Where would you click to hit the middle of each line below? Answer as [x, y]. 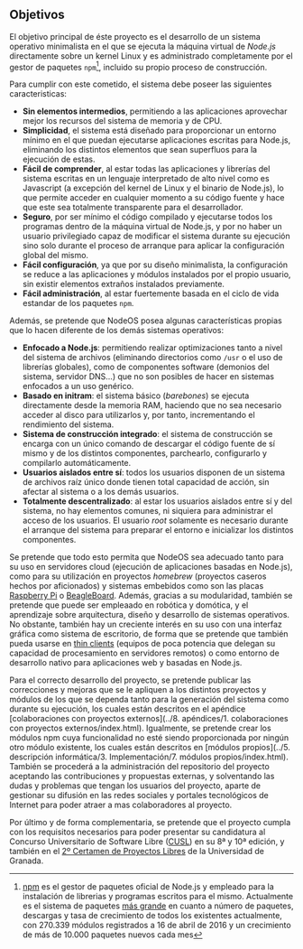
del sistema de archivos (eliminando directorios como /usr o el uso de [152, 358]
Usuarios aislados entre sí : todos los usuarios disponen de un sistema [154, 472]
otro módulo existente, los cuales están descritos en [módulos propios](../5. [150, 748]
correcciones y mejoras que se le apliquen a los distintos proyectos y [138, 690]
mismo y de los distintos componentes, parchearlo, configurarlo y [145, 453]
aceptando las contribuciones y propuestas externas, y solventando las [142, 777]
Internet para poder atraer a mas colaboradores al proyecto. [121, 805]
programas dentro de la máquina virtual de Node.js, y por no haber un [152, 227]
